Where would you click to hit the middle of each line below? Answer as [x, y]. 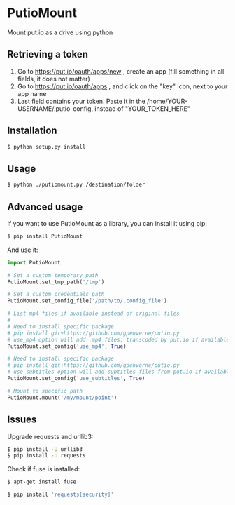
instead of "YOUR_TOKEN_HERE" [142, 108]
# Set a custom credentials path [56, 295]
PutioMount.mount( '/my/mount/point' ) [62, 398]
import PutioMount [34, 262]
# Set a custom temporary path [53, 275]
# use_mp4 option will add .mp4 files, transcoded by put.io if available [119, 339]
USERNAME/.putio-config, [55, 108]
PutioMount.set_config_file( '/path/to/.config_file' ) [87, 301]
